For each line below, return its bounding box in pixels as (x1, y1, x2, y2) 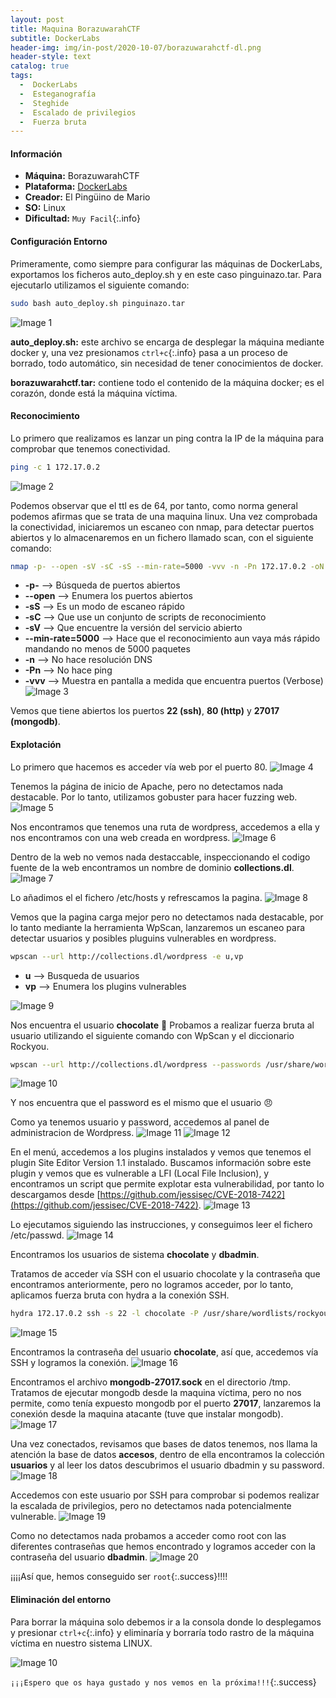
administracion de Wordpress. (10, 1127, 135, 1139)
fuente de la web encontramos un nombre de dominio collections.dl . (10, 861, 295, 873)
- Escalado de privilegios (19, 107, 137, 118)
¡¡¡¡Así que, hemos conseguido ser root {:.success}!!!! (10, 1571, 228, 1583)
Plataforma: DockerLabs (24, 181, 128, 193)
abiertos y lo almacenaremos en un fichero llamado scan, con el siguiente (10, 531, 314, 543)
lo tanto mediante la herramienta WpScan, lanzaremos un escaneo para (10, 921, 306, 933)
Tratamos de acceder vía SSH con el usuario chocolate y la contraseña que (10, 1268, 321, 1280)
